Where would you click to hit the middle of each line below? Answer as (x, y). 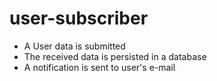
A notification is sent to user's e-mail (99, 67)
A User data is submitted (74, 46)
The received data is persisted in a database (115, 56)
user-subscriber (79, 18)
